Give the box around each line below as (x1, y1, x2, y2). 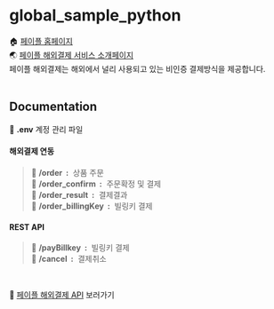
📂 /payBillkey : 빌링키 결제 (30, 242, 131, 253)
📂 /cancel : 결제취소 (30, 254, 107, 265)
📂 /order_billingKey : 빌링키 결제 (30, 201, 153, 211)
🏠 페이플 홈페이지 (9, 36, 74, 46)
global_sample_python (9, 5, 181, 26)
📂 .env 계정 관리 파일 (9, 123, 84, 134)
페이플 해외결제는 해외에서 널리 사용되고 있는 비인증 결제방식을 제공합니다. (9, 63, 266, 74)
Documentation (9, 99, 98, 115)
